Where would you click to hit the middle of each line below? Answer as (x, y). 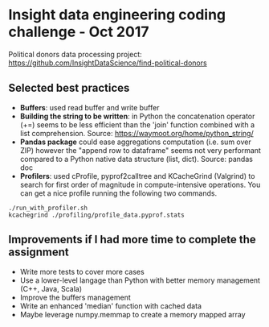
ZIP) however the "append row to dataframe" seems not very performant (140, 150)
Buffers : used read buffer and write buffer (90, 107)
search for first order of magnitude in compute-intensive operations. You (140, 184)
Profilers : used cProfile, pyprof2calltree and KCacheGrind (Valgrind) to (137, 176)
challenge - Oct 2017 (79, 32)
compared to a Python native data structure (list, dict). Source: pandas (136, 159)
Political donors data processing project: (75, 54)
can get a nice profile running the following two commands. (118, 193)
